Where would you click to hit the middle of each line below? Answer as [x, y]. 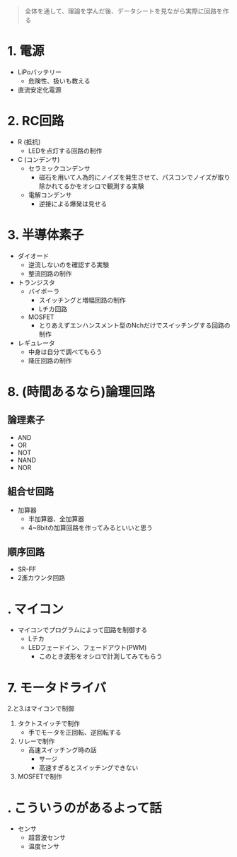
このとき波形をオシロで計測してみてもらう [100, 656]
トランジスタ [36, 282]
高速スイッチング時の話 [62, 750]
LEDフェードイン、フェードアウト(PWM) [87, 648]
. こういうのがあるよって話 [85, 808]
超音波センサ [47, 838]
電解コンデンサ [50, 194]
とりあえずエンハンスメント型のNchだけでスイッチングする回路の [134, 325]
